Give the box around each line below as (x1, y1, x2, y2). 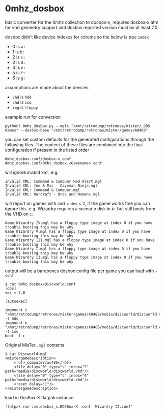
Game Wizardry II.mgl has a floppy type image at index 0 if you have (5, 255, 153, 260)
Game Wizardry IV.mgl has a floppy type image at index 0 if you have (5, 220, 153, 225)
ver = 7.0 (5, 290, 26, 295)
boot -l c (5, 333, 26, 338)
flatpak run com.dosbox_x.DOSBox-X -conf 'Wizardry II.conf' (5, 404, 133, 409)
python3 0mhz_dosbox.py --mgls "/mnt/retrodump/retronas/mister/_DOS (5, 124, 151, 128)
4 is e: (12, 64, 26, 70)
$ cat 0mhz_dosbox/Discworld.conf (5, 282, 76, 287)
